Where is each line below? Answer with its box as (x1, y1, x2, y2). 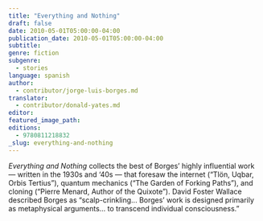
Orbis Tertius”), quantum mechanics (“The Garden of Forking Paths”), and (8, 178, 253, 187)
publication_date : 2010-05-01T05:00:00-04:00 (8, 34, 163, 43)
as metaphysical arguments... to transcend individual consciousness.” (8, 203, 240, 213)
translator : (8, 94, 48, 102)
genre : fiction (8, 49, 60, 57)
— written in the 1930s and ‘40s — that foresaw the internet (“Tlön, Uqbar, (8, 170, 255, 179)
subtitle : (8, 42, 42, 50)
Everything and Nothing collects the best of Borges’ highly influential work (8, 161, 255, 170)
